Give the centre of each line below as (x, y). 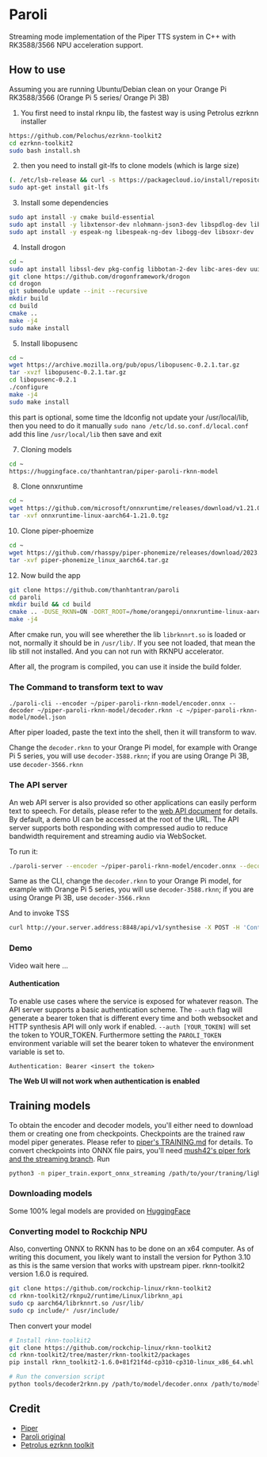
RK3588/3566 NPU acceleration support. (76, 44)
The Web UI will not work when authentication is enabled (105, 1081)
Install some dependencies (65, 203)
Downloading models (51, 1194)
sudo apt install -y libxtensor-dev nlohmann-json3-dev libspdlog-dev (128, 224)
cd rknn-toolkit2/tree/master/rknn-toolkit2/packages (100, 1355)
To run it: (24, 851)
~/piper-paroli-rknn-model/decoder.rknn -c (110, 711)
